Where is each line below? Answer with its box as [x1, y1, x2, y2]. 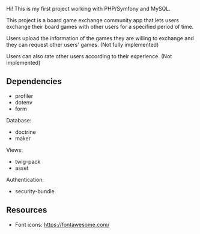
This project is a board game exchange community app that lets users [6, 17, 179, 23]
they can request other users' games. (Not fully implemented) [6, 41, 159, 48]
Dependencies [6, 76, 62, 86]
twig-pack [14, 158, 41, 165]
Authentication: [6, 176, 44, 183]
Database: [6, 116, 32, 124]
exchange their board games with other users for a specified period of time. [6, 23, 194, 30]
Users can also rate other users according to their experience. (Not [6, 53, 172, 59]
